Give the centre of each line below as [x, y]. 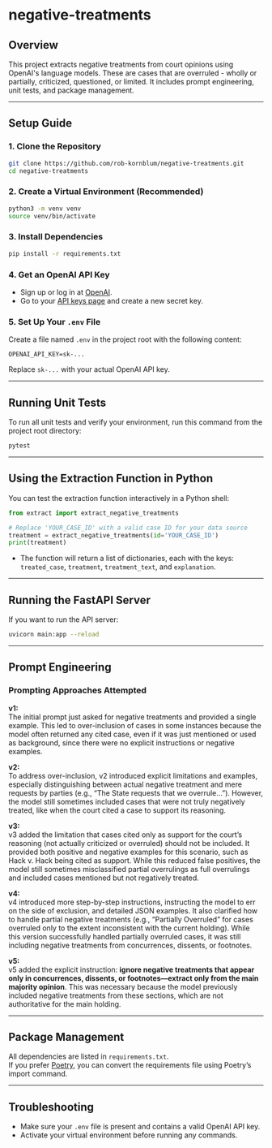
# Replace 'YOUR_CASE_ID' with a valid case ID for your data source [128, 528]
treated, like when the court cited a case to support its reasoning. [117, 810]
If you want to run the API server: [64, 619]
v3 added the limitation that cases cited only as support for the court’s [125, 835]
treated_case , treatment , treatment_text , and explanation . [118, 567]
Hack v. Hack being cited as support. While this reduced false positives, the [134, 860]
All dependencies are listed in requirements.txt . [89, 1056]
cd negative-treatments [49, 171]
